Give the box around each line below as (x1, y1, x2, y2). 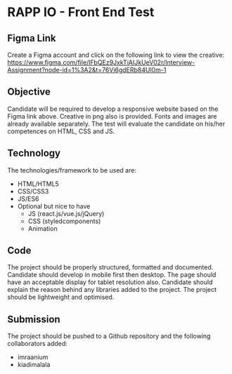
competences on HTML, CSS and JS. (7, 127, 115, 135)
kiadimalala (17, 361, 51, 369)
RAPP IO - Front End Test (7, 4, 155, 20)
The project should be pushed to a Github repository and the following (7, 332, 211, 340)
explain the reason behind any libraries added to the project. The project (7, 286, 217, 294)
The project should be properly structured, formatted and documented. (7, 263, 214, 272)
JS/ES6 (17, 194, 39, 203)
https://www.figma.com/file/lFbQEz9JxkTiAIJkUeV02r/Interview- (7, 58, 195, 67)
